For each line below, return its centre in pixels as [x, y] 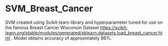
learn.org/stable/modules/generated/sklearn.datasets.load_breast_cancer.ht [84, 33]
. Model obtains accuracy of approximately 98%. [61, 38]
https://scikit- [114, 27]
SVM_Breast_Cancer [49, 9]
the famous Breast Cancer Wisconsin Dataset [52, 27]
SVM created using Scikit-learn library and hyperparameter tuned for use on [84, 22]
